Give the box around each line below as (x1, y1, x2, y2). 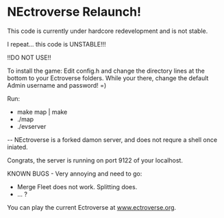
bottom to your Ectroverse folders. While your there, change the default (7, 73, 209, 82)
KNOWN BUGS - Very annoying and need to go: (7, 169, 142, 178)
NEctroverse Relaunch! (7, 4, 142, 20)
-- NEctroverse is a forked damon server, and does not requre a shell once (7, 135, 218, 144)
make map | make (16, 108, 68, 116)
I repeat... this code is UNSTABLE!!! (7, 40, 106, 48)
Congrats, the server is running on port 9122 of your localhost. (7, 156, 184, 165)
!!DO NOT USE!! (7, 53, 51, 62)
